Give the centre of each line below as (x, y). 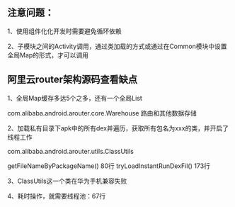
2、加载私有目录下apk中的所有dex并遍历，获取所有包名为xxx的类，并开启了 (118, 128)
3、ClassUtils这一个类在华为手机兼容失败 (67, 181)
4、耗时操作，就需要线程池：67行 (57, 196)
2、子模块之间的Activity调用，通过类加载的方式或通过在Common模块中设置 (117, 46)
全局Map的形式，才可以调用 (48, 55)
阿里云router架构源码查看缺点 (73, 80)
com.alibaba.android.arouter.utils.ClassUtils (71, 151)
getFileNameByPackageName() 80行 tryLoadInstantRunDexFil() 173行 (109, 166)
